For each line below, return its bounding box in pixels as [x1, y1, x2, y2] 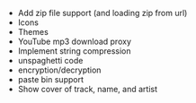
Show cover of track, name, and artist [17, 84, 158, 94]
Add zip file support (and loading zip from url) [17, 8, 188, 18]
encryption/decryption [17, 64, 102, 75]
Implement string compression [17, 46, 131, 56]
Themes [17, 27, 49, 37]
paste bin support [17, 74, 84, 84]
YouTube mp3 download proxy [17, 36, 132, 47]
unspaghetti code [17, 56, 84, 65]
